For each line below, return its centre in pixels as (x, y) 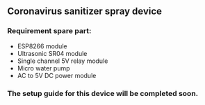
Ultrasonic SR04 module (52, 53)
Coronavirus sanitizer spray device (84, 11)
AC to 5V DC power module (57, 75)
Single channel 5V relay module (63, 61)
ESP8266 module (42, 46)
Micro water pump (44, 68)
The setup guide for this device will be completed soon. (103, 93)
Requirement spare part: (49, 31)
